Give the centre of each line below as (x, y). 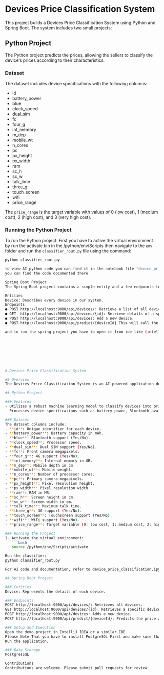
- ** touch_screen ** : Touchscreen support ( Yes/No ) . (59, 516)
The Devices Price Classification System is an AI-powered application (79, 384)
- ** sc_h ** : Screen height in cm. (40, 497)
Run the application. (27, 641)
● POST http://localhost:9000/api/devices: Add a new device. (70, 319)
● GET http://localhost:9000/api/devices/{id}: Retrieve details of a (79, 314)
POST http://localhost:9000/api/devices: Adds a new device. (69, 614)
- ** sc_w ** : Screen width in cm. (39, 502)
